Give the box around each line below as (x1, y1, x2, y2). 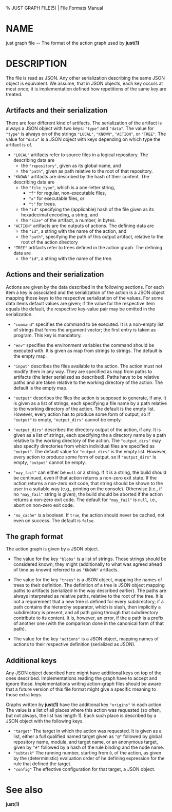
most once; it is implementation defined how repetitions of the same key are (6, 85, 166, 92)
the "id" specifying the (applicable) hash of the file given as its (21, 206, 155, 212)
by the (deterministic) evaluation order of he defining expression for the (13, 755, 165, 762)
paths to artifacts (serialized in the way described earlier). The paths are (13, 587, 166, 594)
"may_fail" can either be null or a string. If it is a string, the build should (13, 469, 166, 475)
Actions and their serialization (6, 270, 104, 279)
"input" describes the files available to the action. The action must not (13, 363, 163, 369)
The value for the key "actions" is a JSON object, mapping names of (13, 636, 159, 642)
